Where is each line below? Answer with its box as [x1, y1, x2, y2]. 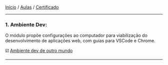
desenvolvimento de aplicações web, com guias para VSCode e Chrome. [5, 38, 156, 44]
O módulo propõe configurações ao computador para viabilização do [5, 32, 147, 39]
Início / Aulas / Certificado [5, 4, 59, 10]
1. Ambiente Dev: [5, 21, 47, 28]
